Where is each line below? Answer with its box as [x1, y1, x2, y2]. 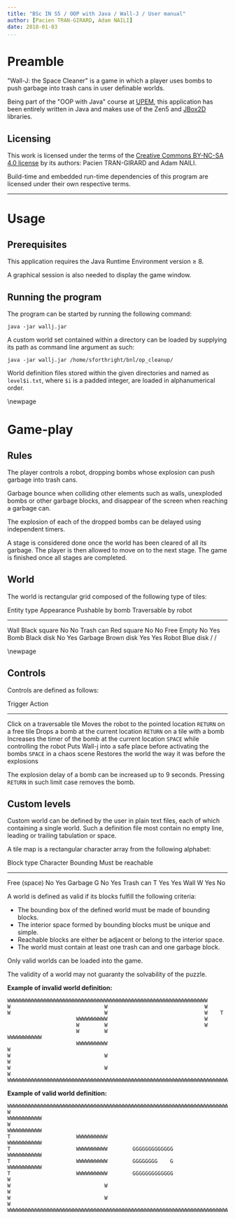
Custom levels [7, 797, 71, 809]
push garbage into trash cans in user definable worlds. [7, 84, 165, 92]
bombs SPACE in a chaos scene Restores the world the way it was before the [7, 749, 226, 758]
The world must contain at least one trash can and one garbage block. [17, 943, 220, 952]
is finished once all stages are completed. [7, 553, 127, 562]
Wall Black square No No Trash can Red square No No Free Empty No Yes [7, 626, 220, 634]
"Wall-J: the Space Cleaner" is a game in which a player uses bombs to [7, 76, 213, 85]
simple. [17, 928, 38, 937]
